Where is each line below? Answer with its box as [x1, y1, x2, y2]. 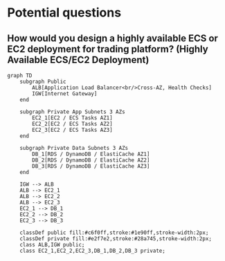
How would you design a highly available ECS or [7, 32, 218, 44]
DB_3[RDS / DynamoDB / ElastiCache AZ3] [32, 163, 150, 170]
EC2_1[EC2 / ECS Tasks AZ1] [32, 115, 113, 122]
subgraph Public [19, 78, 67, 85]
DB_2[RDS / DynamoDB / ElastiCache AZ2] [32, 157, 150, 164]
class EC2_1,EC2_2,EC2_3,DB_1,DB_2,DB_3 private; [19, 247, 166, 254]
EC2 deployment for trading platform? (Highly [7, 43, 209, 55]
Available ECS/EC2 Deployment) [7, 54, 150, 66]
